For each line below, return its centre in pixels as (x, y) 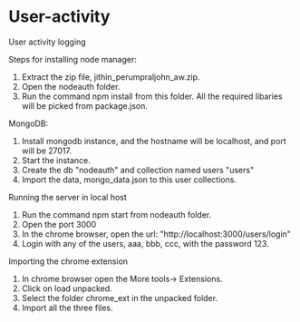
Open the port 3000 (59, 224)
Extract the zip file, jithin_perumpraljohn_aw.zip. (111, 77)
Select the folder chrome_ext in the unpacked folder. (120, 298)
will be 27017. (47, 151)
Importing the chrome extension (68, 261)
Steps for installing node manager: (73, 59)
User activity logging (48, 42)
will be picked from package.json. (85, 105)
